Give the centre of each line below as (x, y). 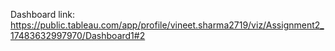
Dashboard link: (42, 14)
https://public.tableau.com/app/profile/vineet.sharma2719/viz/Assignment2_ (167, 25)
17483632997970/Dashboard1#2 (78, 35)
